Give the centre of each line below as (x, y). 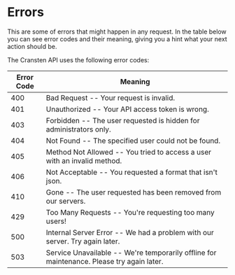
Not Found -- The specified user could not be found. (133, 141)
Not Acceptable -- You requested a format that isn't (132, 172)
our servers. (66, 201)
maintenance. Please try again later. (105, 261)
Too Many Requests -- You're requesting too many (130, 212)
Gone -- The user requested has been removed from (134, 192)
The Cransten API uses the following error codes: (78, 59)
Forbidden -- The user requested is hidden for (123, 120)
